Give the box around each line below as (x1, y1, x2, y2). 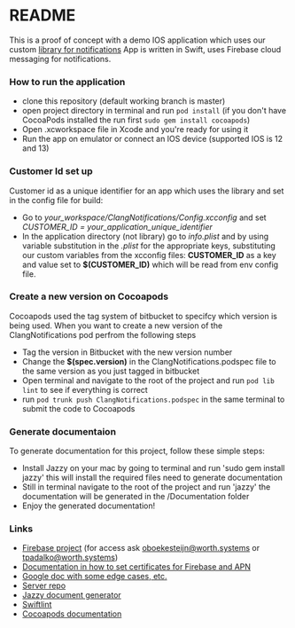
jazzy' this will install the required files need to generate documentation (21, 472, 283, 483)
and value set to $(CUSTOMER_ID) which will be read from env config (21, 259, 279, 270)
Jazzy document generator (21, 590, 121, 601)
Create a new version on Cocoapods (9, 290, 169, 302)
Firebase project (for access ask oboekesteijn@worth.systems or (21, 543, 260, 553)
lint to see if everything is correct (21, 384, 148, 395)
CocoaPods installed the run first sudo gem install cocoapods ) (21, 114, 251, 125)
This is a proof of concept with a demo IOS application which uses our (9, 35, 266, 45)
